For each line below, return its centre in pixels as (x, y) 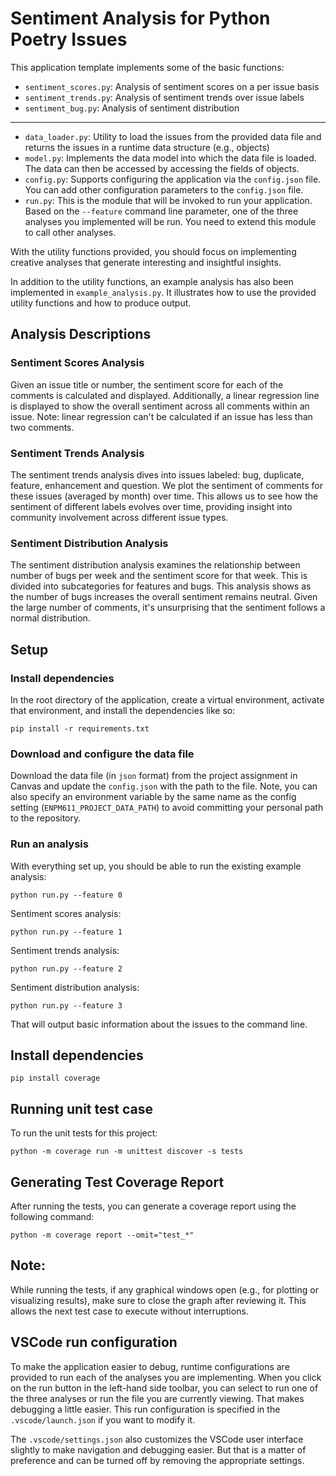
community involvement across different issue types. (119, 517)
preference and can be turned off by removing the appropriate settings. (157, 1460)
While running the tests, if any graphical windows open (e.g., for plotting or (164, 1289)
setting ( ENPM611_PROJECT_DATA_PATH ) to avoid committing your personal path (167, 808)
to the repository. (46, 818)
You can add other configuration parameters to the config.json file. (164, 189)
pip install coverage (55, 1078)
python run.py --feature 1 (66, 932)
